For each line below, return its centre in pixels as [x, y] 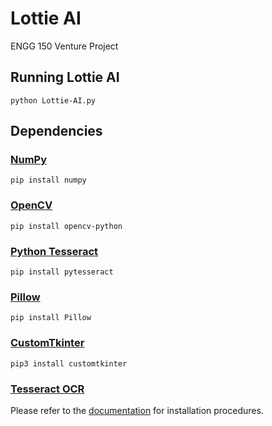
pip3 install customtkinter [69, 363]
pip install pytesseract [62, 272]
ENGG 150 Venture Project [64, 46]
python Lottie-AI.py [53, 100]
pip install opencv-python [66, 226]
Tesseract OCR [47, 389]
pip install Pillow [51, 318]
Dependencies [56, 131]
